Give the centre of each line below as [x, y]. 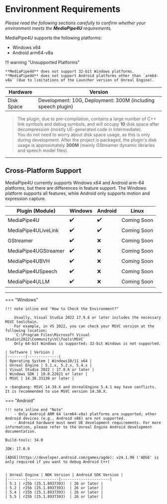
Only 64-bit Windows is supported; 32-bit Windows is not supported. [88, 344]
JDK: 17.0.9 [17, 449]
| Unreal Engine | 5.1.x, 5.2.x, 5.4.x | [49, 365]
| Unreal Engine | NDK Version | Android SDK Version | [64, 475]
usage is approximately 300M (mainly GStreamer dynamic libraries [86, 145]
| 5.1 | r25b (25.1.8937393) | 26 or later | [54, 483]
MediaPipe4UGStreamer [36, 251]
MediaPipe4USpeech [33, 272]
